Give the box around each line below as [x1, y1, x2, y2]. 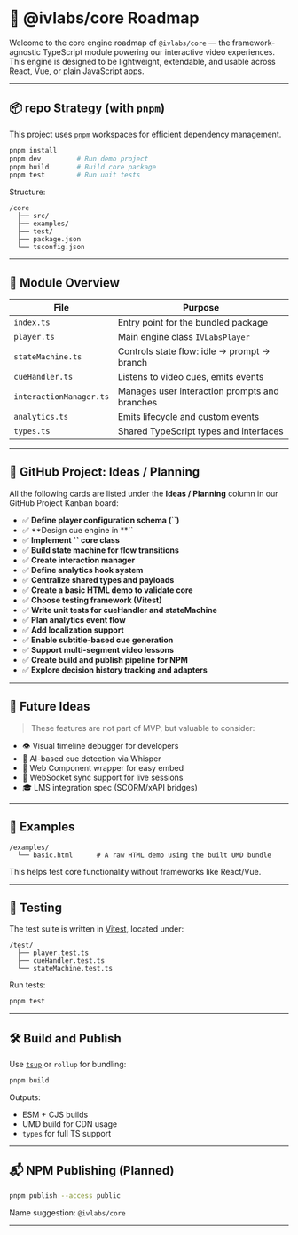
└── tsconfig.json [17, 243, 86, 252]
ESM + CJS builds [21, 1109, 89, 1120]
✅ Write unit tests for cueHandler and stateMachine [21, 604, 217, 615]
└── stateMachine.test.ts [17, 964, 114, 973]
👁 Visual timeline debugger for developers [21, 740, 179, 751]
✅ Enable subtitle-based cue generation [21, 634, 174, 645]
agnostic [9, 46, 42, 57]
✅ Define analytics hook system [21, 564, 144, 575]
